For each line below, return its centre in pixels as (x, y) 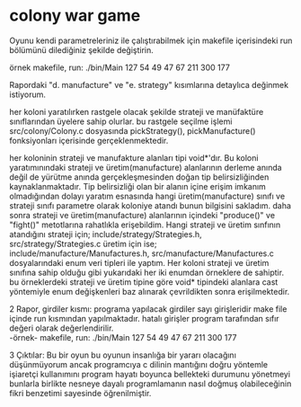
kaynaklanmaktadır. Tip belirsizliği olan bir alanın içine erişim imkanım (138, 186)
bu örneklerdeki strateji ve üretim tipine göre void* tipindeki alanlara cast (144, 282)
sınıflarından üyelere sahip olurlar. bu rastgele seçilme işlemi (121, 121)
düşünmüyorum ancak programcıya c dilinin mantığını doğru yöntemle (139, 364)
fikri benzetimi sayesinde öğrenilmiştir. (80, 393)
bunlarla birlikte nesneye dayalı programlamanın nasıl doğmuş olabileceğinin (150, 384)
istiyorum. (28, 94)
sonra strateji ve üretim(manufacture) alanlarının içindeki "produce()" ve (142, 215)
